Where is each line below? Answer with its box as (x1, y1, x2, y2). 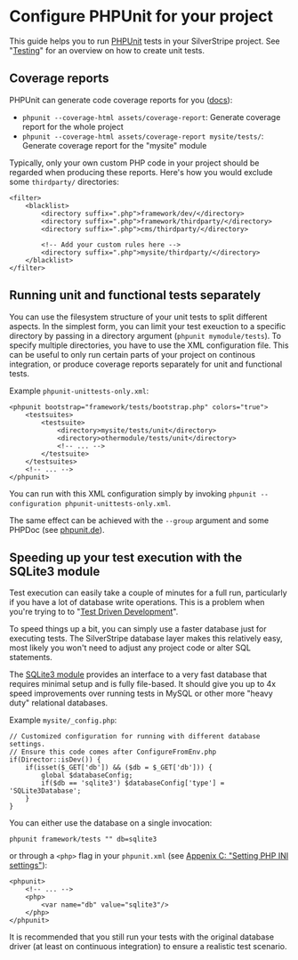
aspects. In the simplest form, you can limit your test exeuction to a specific (9, 320, 286, 331)
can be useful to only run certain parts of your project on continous (9, 349, 256, 359)
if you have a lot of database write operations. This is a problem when (9, 597, 265, 608)
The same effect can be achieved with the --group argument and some (9, 514, 270, 526)
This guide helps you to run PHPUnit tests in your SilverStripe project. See (9, 36, 280, 46)
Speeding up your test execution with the (9, 550, 243, 565)
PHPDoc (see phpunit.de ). (9, 524, 105, 535)
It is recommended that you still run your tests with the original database (9, 932, 274, 942)
